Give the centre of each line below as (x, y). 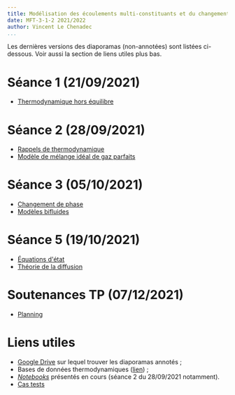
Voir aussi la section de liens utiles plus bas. (98, 54)
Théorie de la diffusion (50, 267)
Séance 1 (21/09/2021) (74, 82)
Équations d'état (41, 259)
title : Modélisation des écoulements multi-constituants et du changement (119, 14)
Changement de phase (50, 204)
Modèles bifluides (43, 212)
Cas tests (31, 384)
